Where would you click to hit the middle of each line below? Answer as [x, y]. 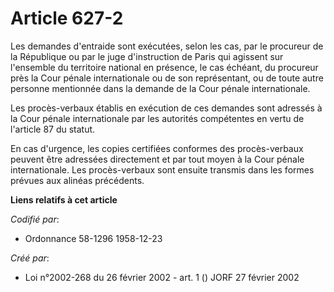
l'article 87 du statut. [53, 129]
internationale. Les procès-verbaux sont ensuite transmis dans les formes [162, 169]
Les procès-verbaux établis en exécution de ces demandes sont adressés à [166, 108]
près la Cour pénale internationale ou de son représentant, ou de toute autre [167, 78]
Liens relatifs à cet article [64, 199]
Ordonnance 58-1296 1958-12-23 [93, 238]
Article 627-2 [67, 18]
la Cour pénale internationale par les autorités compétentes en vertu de [157, 118]
